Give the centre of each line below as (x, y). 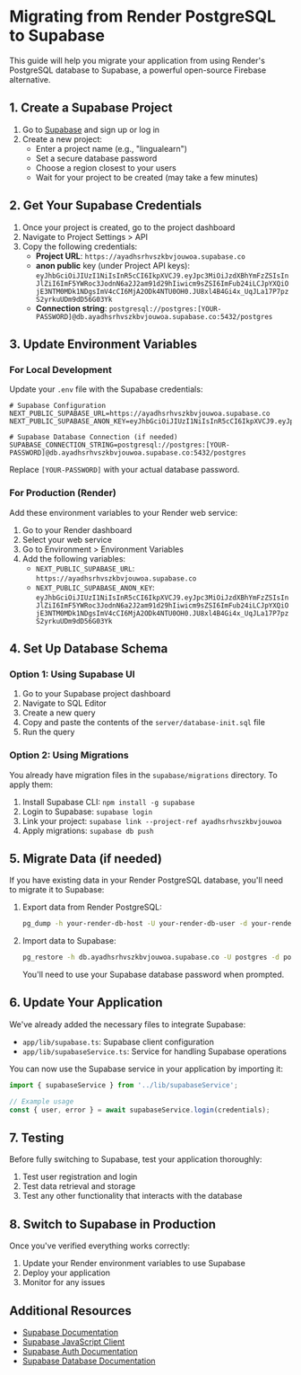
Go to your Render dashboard (77, 530)
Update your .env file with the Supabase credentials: (106, 389)
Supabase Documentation (70, 1332)
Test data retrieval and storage (79, 1186)
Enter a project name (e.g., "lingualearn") (112, 148)
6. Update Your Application (86, 1002)
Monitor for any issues (64, 1282)
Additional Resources (70, 1311)
